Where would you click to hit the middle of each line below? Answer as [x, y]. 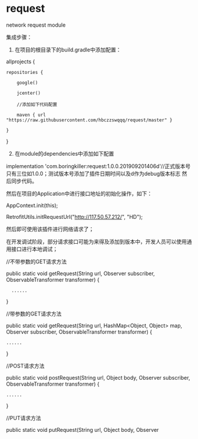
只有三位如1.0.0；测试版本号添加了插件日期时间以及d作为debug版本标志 [93, 173]
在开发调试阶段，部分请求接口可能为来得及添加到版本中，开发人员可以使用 [96, 241]
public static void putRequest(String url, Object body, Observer [82, 430]
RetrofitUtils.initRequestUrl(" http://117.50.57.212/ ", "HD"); [75, 217]
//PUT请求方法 [24, 418]
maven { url [31, 115]
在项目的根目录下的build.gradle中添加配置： [68, 50]
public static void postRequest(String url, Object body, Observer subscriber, [98, 377]
